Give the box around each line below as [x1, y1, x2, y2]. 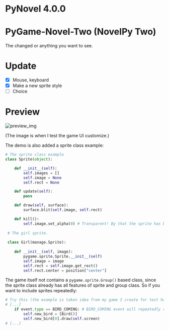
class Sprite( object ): [5, 157, 53, 162]
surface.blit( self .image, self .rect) [23, 207, 102, 213]
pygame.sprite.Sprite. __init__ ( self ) [23, 254, 102, 259]
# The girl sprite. [7, 230, 49, 235]
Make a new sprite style [12, 82, 62, 89]
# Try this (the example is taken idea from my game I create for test [5, 297, 158, 302]
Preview [5, 106, 40, 118]
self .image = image [23, 259, 64, 264]
